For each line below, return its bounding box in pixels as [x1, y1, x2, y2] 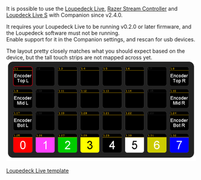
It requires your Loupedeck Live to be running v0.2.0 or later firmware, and [6, 23, 191, 30]
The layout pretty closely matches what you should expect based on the [6, 47, 185, 55]
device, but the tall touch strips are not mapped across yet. [6, 54, 152, 61]
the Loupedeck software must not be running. [6, 29, 120, 37]
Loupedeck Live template [6, 167, 69, 174]
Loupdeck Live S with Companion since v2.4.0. [6, 11, 123, 19]
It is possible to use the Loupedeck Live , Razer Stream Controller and [6, 5, 178, 12]
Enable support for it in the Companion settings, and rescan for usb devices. [6, 36, 196, 43]
